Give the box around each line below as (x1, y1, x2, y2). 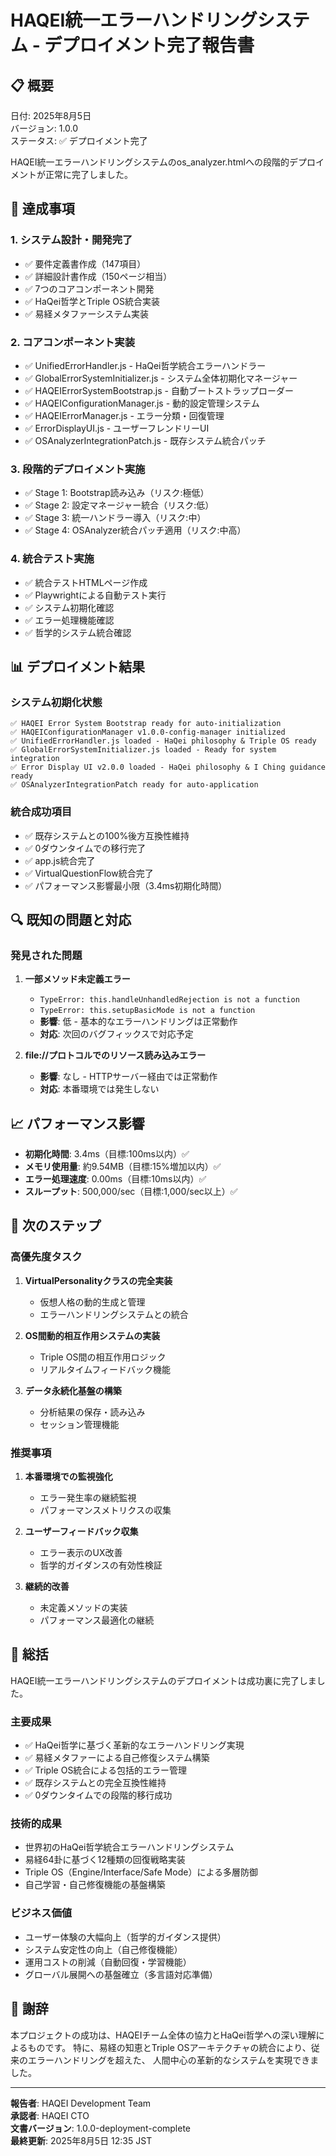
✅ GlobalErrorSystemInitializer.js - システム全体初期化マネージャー (24, 372, 298, 384)
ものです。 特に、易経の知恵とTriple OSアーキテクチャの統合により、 (27, 2041, 312, 2053)
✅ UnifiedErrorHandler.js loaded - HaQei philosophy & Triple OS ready (10, 736, 317, 746)
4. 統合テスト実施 (10, 552, 95, 566)
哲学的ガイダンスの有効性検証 (39, 1559, 163, 1571)
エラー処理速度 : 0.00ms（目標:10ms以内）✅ (24, 1173, 207, 1185)
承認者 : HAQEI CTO (10, 2109, 90, 2121)
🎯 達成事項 (10, 201, 75, 218)
